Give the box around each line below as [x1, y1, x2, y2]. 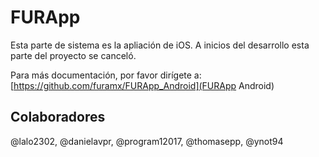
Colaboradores [10, 109, 106, 126]
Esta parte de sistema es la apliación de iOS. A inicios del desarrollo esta [10, 39, 310, 51]
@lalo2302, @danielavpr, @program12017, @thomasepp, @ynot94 [10, 135, 284, 147]
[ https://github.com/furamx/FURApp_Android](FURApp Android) [10, 79, 275, 91]
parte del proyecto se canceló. [10, 49, 137, 61]
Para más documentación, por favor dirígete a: [10, 69, 202, 81]
